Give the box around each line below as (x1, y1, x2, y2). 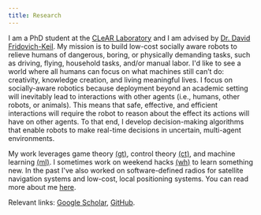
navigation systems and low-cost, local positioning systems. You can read (8, 174, 249, 183)
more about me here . (8, 182, 76, 191)
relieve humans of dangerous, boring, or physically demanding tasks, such (8, 50, 251, 59)
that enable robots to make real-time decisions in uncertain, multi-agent (8, 125, 242, 135)
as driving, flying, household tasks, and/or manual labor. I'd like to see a (8, 58, 241, 68)
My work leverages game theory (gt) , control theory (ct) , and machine (8, 149, 236, 158)
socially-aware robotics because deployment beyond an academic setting (8, 83, 248, 93)
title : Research (8, 11, 62, 20)
